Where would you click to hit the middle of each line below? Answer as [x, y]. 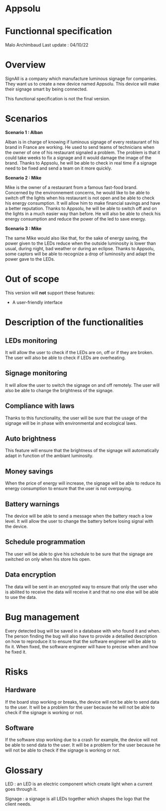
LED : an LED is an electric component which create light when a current [79, 784]
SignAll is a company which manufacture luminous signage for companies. [81, 79]
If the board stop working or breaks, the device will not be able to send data [82, 702]
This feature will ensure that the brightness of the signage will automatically [82, 451]
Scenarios [26, 119]
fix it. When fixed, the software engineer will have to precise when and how [82, 646]
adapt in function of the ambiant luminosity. [49, 456]
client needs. [18, 804]
